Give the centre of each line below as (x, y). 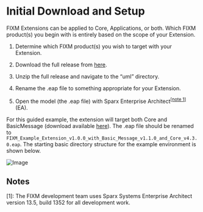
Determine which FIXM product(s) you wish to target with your (94, 46)
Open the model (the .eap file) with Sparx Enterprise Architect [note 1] (101, 101)
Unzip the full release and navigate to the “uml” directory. (87, 76)
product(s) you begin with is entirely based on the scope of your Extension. (101, 34)
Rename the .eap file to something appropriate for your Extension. (98, 88)
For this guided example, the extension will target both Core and (87, 119)
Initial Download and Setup (76, 11)
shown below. (24, 150)
